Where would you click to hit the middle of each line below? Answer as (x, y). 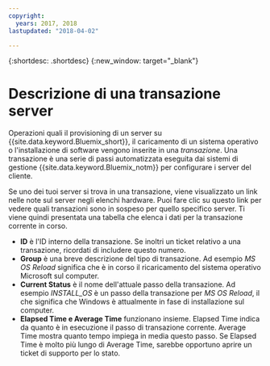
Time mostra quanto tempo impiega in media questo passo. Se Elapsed (138, 336)
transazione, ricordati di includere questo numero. (103, 250)
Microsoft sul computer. (59, 276)
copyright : (27, 16)
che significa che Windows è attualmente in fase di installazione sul (132, 302)
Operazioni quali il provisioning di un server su (85, 133)
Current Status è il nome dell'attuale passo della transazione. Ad (128, 284)
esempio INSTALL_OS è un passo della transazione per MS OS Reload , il (140, 293)
